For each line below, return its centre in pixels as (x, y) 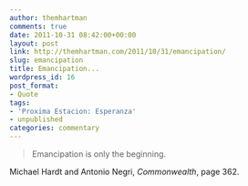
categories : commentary (55, 129)
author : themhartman (49, 18)
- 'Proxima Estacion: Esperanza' (73, 111)
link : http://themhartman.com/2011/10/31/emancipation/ (118, 52)
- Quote (24, 94)
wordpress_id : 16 (42, 77)
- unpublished (36, 119)
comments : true (38, 26)
